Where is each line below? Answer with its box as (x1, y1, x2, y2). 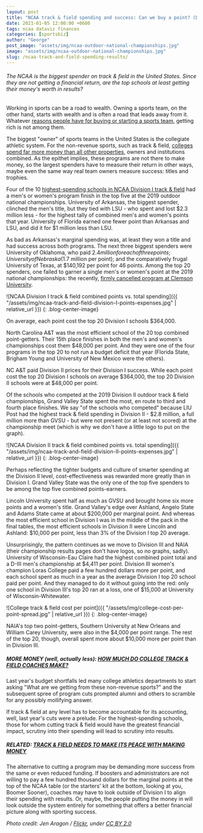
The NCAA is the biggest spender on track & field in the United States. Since (6, 73, 196, 80)
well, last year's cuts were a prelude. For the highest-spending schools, (6, 714, 184, 722)
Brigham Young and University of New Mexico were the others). (6, 355, 165, 362)
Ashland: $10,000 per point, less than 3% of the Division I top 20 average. (6, 529, 190, 536)
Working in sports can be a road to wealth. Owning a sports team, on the (6, 104, 187, 111)
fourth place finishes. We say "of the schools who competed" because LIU (6, 404, 192, 411)
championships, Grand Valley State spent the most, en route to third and (6, 397, 186, 404)
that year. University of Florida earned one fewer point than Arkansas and (6, 217, 189, 225)
